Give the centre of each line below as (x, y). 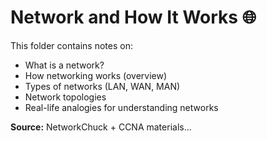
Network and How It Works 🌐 (133, 17)
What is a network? (64, 65)
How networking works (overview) (96, 75)
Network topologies (65, 97)
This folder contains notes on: (71, 45)
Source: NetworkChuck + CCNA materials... (101, 127)
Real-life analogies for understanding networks (121, 107)
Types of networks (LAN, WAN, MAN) (102, 86)
